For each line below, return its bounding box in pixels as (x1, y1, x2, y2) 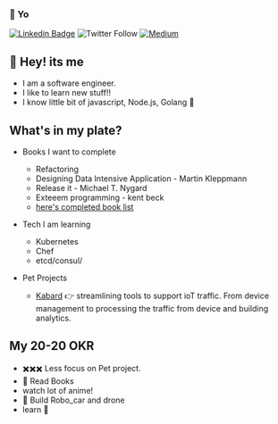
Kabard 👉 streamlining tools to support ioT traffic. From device (35, 290, 270, 301)
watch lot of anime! (21, 385, 94, 395)
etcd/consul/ (35, 254, 83, 266)
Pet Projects (21, 272, 68, 283)
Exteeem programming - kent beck (35, 192, 164, 203)
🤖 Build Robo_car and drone (21, 395, 125, 405)
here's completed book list (35, 201, 134, 212)
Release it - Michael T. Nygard (35, 182, 147, 193)
